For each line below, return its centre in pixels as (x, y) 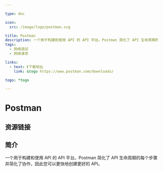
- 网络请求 (19, 54)
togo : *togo (17, 80)
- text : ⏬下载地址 (26, 67)
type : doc (15, 14)
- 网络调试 (19, 49)
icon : (10, 22)
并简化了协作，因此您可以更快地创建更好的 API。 (54, 164)
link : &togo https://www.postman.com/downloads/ (64, 71)
